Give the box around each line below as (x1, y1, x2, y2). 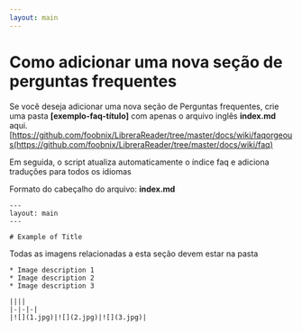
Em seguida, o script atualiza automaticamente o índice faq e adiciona (9, 157, 270, 167)
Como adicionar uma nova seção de (9, 51, 283, 72)
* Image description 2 (9, 273, 95, 282)
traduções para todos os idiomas (9, 165, 133, 176)
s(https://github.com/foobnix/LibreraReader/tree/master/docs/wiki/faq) (9, 139, 273, 149)
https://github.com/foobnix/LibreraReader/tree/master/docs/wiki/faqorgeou (12, 130, 293, 140)
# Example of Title (9, 232, 83, 241)
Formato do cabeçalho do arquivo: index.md (9, 183, 176, 194)
